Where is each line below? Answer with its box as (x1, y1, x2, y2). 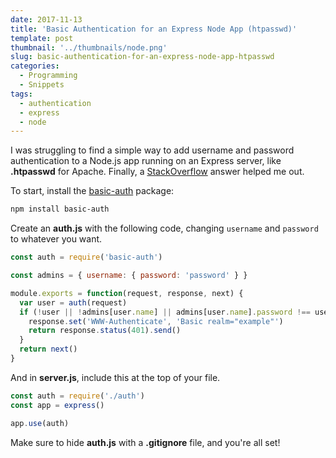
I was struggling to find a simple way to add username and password (10, 144, 295, 156)
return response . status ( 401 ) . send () (28, 326, 182, 336)
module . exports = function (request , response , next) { (10, 288, 244, 298)
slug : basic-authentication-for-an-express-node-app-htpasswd (10, 52, 275, 62)
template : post (10, 33, 74, 43)
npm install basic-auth (10, 204, 110, 215)
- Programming (19, 71, 78, 81)
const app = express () (10, 400, 105, 410)
